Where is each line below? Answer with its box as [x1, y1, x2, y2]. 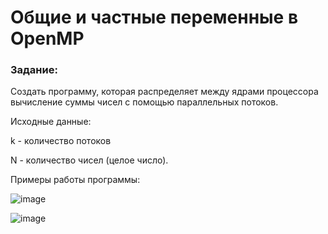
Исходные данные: [10, 116, 92, 128]
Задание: [10, 63, 58, 77]
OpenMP [10, 27, 85, 50]
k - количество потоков [10, 135, 112, 147]
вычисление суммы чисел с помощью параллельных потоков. [10, 96, 279, 108]
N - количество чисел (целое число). [10, 154, 169, 166]
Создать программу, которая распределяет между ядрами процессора [10, 86, 319, 98]
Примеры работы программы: [10, 174, 141, 186]
